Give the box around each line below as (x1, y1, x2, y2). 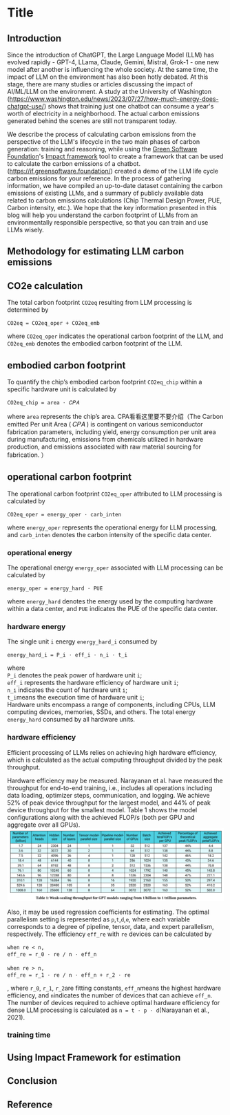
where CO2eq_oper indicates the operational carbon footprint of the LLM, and (7, 332, 224, 340)
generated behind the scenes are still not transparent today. (7, 117, 177, 125)
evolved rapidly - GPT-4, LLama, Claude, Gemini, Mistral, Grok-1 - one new (7, 58, 219, 66)
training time (7, 1030, 51, 1040)
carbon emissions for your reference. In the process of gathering (7, 174, 191, 182)
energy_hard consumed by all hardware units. (7, 715, 136, 724)
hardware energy (7, 622, 66, 632)
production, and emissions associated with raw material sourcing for (7, 442, 202, 451)
